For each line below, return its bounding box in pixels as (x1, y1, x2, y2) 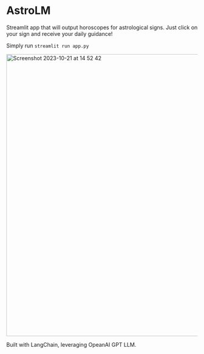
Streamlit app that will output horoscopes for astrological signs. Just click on (6, 24, 198, 31)
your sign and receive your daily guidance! (6, 30, 113, 37)
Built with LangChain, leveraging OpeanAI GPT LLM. (6, 341, 137, 348)
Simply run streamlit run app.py (6, 42, 89, 49)
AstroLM (6, 4, 51, 18)
